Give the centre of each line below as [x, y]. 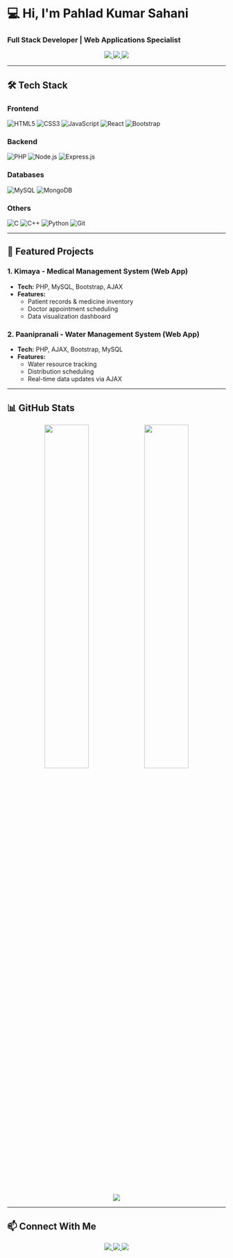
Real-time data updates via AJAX [75, 379]
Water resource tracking [62, 364]
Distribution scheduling [61, 372]
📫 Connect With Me [52, 1226]
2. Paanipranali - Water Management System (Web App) [103, 334]
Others [19, 208]
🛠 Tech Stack [37, 85]
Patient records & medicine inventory [80, 301]
